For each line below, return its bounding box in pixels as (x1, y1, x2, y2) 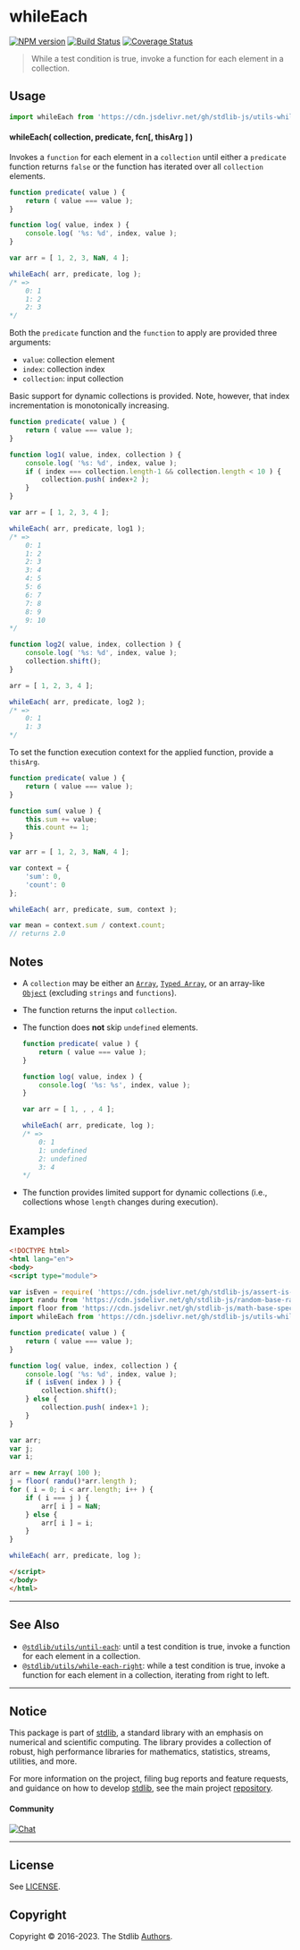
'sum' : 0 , (25, 872, 62, 881)
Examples (9, 1222, 65, 1238)
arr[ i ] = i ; (41, 1519, 94, 1528)
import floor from (9, 1304, 78, 1313)
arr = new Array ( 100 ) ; (9, 1469, 102, 1477)
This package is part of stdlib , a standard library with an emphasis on (9, 1727, 263, 1738)
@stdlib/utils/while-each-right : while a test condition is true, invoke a (21, 1660, 286, 1671)
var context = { (9, 864, 70, 873)
